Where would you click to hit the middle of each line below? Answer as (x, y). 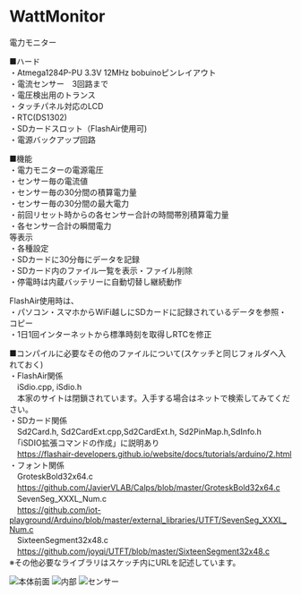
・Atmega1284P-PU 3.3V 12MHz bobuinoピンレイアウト (113, 72)
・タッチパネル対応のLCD (56, 106)
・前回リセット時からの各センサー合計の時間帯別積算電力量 (119, 214)
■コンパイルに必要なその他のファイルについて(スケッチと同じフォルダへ (144, 353)
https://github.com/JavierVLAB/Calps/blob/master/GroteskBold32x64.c (149, 487)
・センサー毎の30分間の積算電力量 (73, 192)
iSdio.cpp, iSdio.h (49, 387)
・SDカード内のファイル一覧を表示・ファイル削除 (101, 270)
